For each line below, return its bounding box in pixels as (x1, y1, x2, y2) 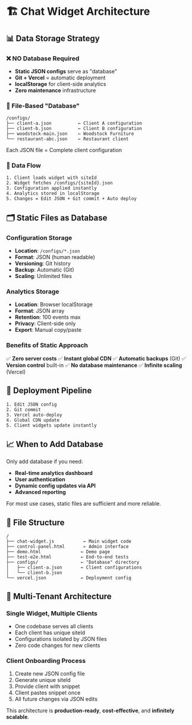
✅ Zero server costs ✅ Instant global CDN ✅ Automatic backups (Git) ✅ (6, 354, 187, 362)
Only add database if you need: (6, 458, 83, 465)
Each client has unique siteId (14, 629, 86, 636)
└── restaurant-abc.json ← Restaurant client (6, 136, 129, 142)
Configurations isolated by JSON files (14, 635, 107, 642)
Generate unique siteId (14, 677, 71, 684)
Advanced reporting (14, 489, 67, 496)
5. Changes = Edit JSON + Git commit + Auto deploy (6, 196, 137, 202)
